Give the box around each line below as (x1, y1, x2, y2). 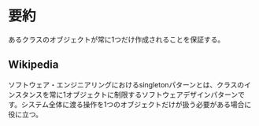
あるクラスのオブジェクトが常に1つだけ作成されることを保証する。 (8, 35, 225, 44)
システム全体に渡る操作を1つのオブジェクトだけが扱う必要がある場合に (20, 99, 252, 109)
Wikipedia (8, 58, 59, 72)
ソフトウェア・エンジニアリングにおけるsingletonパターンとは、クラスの (8, 80, 245, 89)
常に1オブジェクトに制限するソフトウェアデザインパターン (49, 90, 239, 99)
